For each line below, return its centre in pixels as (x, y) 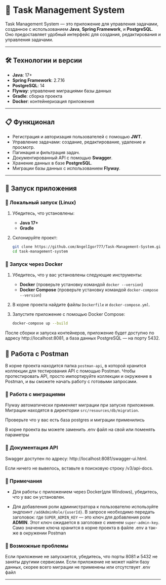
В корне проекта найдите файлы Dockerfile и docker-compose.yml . (81, 305)
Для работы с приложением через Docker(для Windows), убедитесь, (85, 492)
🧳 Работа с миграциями (35, 394)
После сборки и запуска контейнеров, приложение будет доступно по (80, 333)
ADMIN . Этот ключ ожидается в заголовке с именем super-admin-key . (86, 522)
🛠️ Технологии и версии (44, 61)
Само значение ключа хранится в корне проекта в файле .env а (80, 527)
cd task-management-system (40, 252)
